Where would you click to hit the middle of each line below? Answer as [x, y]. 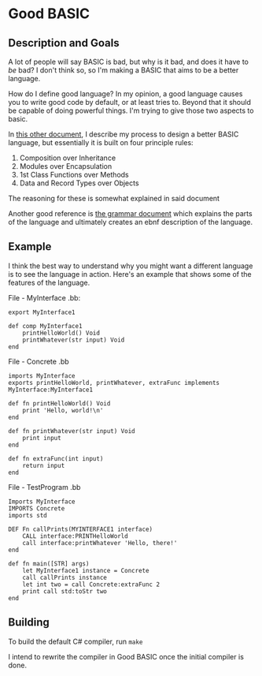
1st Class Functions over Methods [74, 175]
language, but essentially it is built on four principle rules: [101, 142]
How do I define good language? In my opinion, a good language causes [125, 94]
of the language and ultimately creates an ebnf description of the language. [131, 222]
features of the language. [49, 282]
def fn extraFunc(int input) [56, 458]
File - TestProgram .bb [44, 487]
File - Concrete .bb [39, 361]
